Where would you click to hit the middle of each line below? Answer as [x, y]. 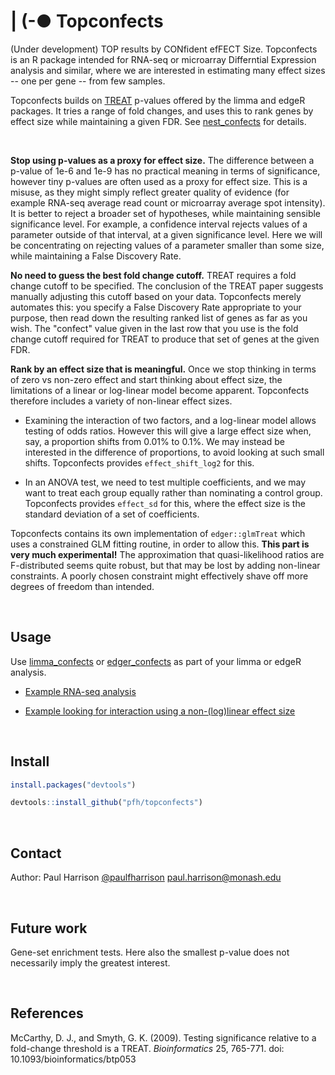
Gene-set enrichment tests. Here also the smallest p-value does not [150, 952]
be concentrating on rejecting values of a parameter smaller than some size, [167, 245]
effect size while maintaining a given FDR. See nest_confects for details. [158, 121]
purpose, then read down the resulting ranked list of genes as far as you [159, 317]
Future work [49, 928]
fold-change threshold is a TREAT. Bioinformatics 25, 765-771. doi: [147, 1048]
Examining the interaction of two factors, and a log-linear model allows [170, 420]
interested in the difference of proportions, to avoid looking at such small [174, 452]
